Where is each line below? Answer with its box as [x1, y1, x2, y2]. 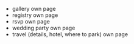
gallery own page [12, 5, 56, 12]
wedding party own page [12, 24, 76, 31]
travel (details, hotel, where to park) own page [12, 31, 129, 38]
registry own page [12, 11, 58, 19]
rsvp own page [12, 18, 50, 25]
